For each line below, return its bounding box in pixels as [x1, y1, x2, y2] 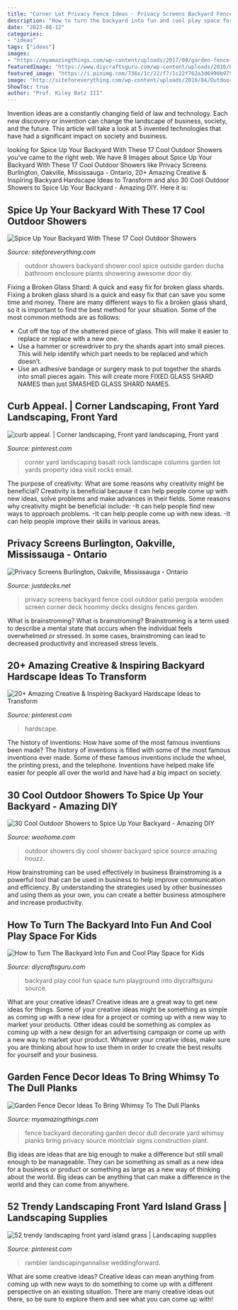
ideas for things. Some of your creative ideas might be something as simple [7, 1005, 228, 1014]
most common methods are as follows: [7, 313, 120, 321]
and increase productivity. [7, 898, 84, 907]
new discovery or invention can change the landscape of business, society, [7, 117, 227, 125]
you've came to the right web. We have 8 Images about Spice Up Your [7, 154, 212, 162]
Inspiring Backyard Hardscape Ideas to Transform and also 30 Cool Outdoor [7, 176, 229, 185]
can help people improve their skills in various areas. [7, 517, 161, 525]
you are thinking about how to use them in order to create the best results [7, 1043, 222, 1051]
